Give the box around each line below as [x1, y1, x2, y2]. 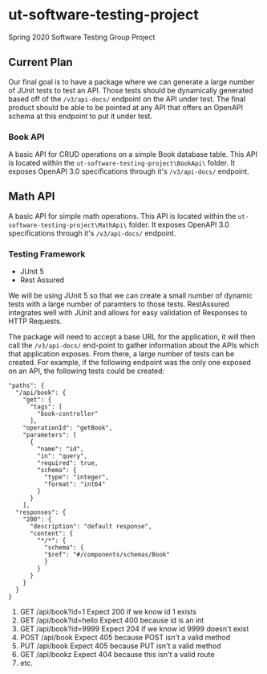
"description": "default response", [29, 523, 152, 531]
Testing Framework [8, 248, 86, 259]
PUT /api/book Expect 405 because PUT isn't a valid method [19, 641, 222, 651]
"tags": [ [29, 403, 63, 411]
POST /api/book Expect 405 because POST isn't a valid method [19, 633, 231, 643]
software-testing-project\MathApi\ [8, 221, 127, 229]
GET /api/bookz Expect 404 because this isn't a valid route [19, 650, 215, 660]
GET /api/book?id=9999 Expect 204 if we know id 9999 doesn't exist [19, 624, 249, 634]
